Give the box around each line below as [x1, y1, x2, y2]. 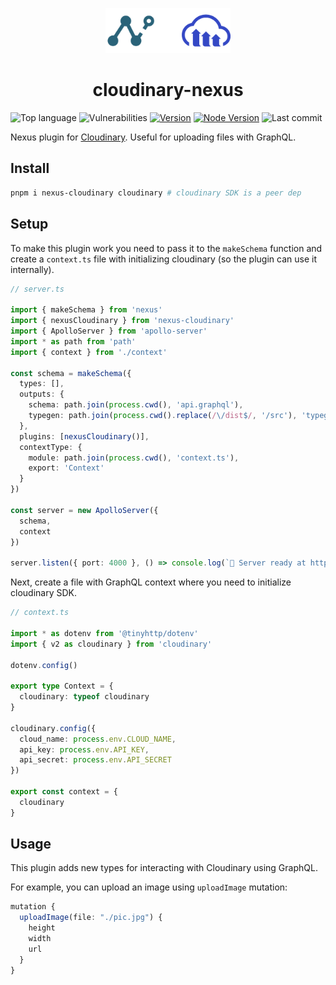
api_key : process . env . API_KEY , [19, 744, 150, 755]
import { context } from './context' [10, 347, 168, 357]
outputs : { [19, 389, 65, 400]
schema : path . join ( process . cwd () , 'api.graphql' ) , [28, 400, 244, 410]
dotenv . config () [10, 660, 78, 670]
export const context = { [10, 787, 118, 797]
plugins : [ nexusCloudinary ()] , [19, 431, 150, 442]
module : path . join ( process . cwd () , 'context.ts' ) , [28, 453, 240, 463]
